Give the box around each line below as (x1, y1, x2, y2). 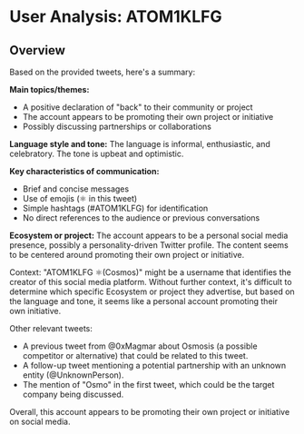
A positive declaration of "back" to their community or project (22, 102, 253, 113)
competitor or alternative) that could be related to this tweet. (22, 350, 249, 360)
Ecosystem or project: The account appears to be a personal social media (9, 230, 289, 241)
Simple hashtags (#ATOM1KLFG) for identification (22, 202, 209, 213)
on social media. (9, 416, 71, 427)
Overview (9, 43, 66, 58)
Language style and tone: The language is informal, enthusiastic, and (9, 139, 270, 149)
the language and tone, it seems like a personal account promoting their (9, 296, 279, 306)
